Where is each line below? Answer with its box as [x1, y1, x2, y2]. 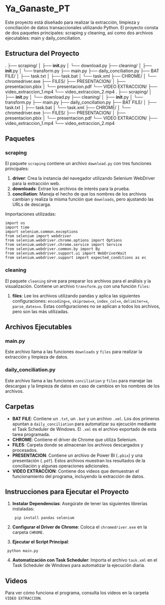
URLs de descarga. [12, 202, 51, 207]
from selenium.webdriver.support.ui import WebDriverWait [5, 251, 127, 256]
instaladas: [12, 506, 34, 512]
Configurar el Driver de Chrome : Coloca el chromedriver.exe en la [12, 524, 147, 530]
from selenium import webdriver [5, 234, 71, 239]
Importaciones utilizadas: [5, 211, 57, 217]
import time [5, 225, 30, 230]
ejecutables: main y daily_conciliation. [5, 35, 82, 41]
